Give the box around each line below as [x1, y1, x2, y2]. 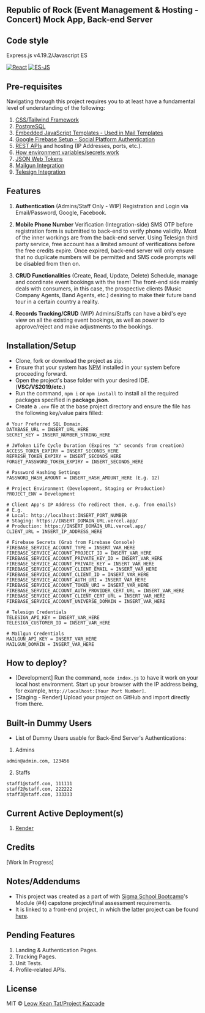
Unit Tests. [15, 959, 43, 966]
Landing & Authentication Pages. [15, 946, 98, 953]
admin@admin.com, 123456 [6, 758, 70, 764]
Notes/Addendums [6, 876, 81, 887]
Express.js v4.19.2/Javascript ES [6, 52, 88, 59]
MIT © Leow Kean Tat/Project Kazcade [6, 1000, 105, 1007]
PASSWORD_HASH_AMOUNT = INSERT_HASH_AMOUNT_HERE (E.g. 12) [6, 475, 160, 481]
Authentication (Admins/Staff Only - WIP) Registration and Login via [15, 202, 188, 209]
